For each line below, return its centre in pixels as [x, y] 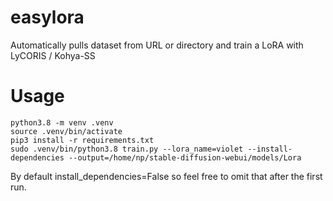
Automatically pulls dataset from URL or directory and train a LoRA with [157, 45]
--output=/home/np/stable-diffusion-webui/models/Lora [185, 157]
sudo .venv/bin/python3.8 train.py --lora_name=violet [127, 149]
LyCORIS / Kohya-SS [53, 55]
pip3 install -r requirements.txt [82, 140]
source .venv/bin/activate [66, 131]
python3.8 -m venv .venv [62, 122]
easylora [47, 17]
